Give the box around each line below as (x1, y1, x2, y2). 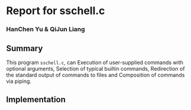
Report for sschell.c (6, 4, 105, 18)
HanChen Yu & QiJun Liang (6, 25, 85, 34)
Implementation (6, 95, 66, 105)
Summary (6, 43, 43, 54)
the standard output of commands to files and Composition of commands (6, 71, 185, 78)
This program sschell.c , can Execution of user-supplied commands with (6, 59, 183, 66)
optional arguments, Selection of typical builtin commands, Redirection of (6, 65, 185, 72)
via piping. (6, 78, 31, 85)
